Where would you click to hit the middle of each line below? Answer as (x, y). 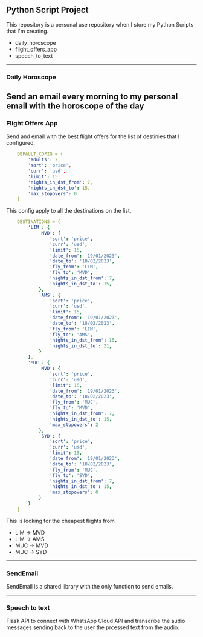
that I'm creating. (27, 31)
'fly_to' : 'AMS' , (71, 335)
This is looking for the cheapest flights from (60, 521)
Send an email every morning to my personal (92, 97)
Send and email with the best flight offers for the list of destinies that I (93, 136)
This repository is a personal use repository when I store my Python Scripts (100, 24)
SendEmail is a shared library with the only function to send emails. (90, 587)
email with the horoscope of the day (75, 106)
